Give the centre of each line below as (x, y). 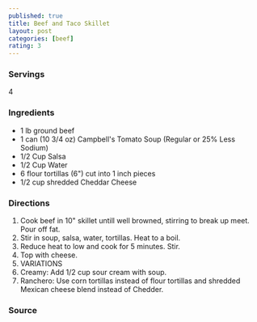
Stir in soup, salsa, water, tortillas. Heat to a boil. (100, 238)
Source (23, 310)
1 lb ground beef (47, 130)
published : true (36, 16)
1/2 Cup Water (44, 165)
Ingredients (32, 112)
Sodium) (34, 147)
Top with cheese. (49, 255)
